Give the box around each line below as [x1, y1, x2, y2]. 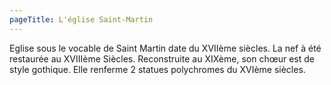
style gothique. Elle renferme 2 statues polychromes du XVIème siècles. [9, 63, 306, 75]
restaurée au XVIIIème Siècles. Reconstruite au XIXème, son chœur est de [9, 52, 315, 65]
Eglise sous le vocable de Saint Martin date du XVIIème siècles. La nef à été [9, 42, 322, 54]
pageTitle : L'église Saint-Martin [9, 14, 154, 25]
